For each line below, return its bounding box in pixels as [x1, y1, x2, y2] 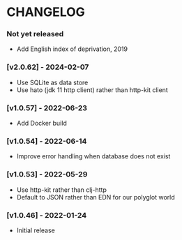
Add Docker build [16, 119, 67, 128]
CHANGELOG [6, 4, 85, 20]
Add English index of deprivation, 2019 [16, 45, 128, 53]
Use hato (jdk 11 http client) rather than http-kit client [16, 85, 168, 94]
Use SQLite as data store [16, 78, 89, 87]
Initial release [16, 226, 55, 234]
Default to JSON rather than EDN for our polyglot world [16, 193, 175, 201]
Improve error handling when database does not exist [16, 152, 171, 160]
